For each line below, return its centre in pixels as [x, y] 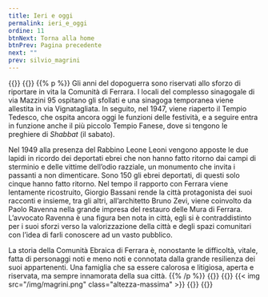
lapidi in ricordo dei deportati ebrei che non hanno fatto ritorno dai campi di [132, 158]
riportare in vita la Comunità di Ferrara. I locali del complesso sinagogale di [132, 91]
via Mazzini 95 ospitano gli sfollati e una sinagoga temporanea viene [121, 100]
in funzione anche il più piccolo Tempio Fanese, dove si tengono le [118, 126]
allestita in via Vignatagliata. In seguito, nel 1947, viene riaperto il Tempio [128, 108]
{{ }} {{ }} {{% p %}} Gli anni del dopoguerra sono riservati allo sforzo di [125, 83]
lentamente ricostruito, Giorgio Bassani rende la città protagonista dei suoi [130, 192]
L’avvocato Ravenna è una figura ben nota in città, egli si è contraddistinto [130, 218]
